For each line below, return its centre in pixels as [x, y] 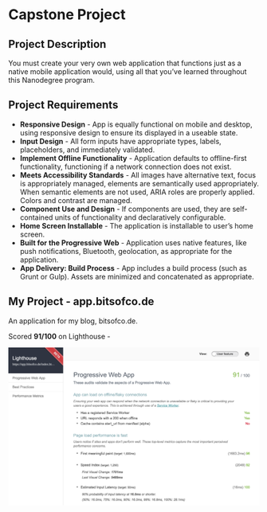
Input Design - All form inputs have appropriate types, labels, [120, 141]
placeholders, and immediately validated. [87, 150]
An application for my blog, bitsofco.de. [73, 321]
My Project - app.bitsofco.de [81, 301]
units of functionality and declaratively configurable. [140, 217]
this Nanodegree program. [52, 80]
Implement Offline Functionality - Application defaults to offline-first [133, 158]
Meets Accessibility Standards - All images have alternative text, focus [138, 175]
